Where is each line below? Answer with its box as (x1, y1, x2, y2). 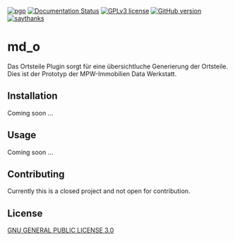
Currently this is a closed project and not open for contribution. (7, 187, 191, 195)
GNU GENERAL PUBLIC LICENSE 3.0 (7, 226, 114, 235)
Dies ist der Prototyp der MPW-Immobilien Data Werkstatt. (7, 69, 177, 78)
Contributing (7, 168, 65, 180)
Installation (7, 90, 58, 102)
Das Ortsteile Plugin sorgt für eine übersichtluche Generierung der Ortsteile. (7, 62, 228, 70)
